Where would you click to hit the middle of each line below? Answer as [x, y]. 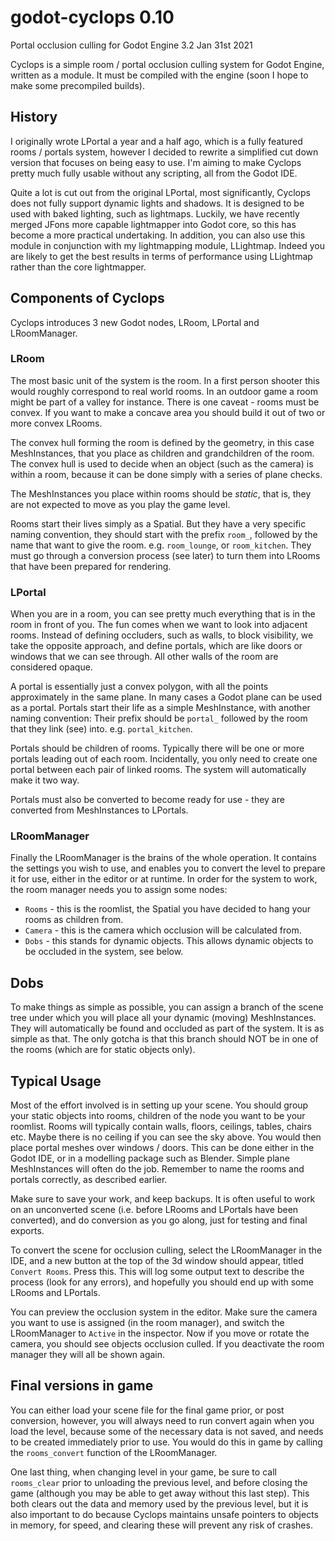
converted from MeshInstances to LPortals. [99, 810]
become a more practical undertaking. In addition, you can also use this [158, 235]
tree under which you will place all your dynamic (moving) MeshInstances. [163, 1018]
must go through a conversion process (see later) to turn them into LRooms [165, 555]
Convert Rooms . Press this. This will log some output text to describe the [157, 1272]
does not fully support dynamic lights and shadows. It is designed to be [157, 203]
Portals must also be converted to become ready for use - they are [147, 800]
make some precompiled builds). [77, 85]
